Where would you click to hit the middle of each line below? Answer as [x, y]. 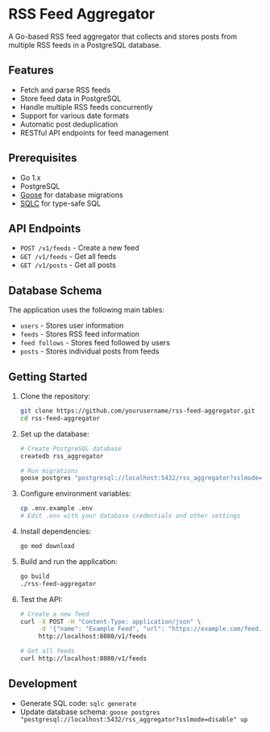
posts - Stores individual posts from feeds [89, 351]
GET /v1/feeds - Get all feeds [68, 257]
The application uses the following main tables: [87, 310]
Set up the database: [55, 433]
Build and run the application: [69, 561]
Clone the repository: [55, 396]
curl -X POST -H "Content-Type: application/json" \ [110, 621]
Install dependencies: [56, 531]
